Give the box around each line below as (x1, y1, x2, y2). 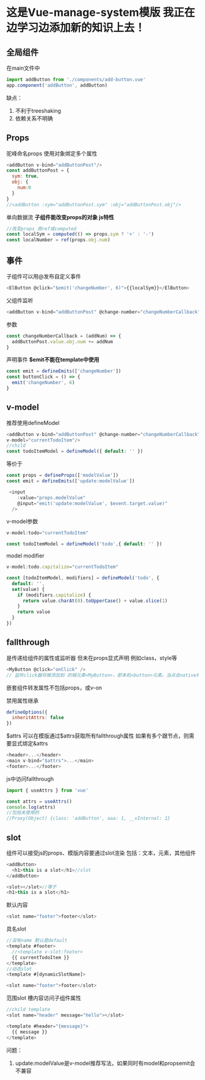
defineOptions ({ (6, 709, 48, 715)
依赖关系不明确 (15, 114, 53, 122)
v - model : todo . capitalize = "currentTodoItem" (6, 564, 119, 570)
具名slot (6, 926, 26, 933)
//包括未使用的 (6, 810, 40, 816)
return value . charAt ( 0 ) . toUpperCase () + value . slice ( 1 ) (22, 598, 168, 604)
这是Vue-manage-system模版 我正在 (6, 5, 195, 20)
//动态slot (6, 966, 32, 972)
